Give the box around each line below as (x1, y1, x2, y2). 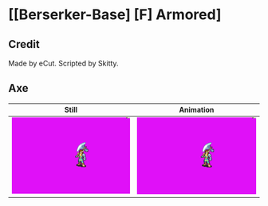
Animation (179, 105, 215, 115)
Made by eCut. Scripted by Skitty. (8, 58, 119, 68)
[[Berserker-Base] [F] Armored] (8, 6, 222, 24)
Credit (8, 38, 40, 51)
